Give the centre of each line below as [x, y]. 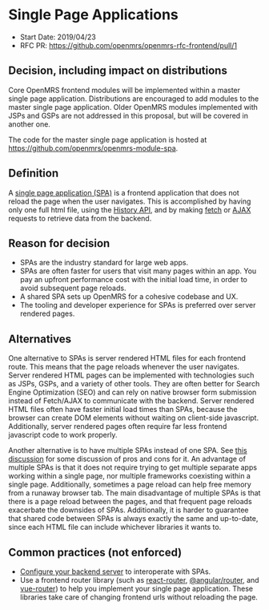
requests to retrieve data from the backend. [80, 218]
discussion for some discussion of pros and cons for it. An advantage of [127, 459]
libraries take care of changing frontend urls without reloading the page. [139, 597]
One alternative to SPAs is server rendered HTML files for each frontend [127, 358]
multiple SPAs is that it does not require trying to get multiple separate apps [133, 467]
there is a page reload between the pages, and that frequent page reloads [130, 502]
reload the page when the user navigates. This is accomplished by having [130, 201]
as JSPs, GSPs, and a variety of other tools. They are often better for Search [134, 384]
